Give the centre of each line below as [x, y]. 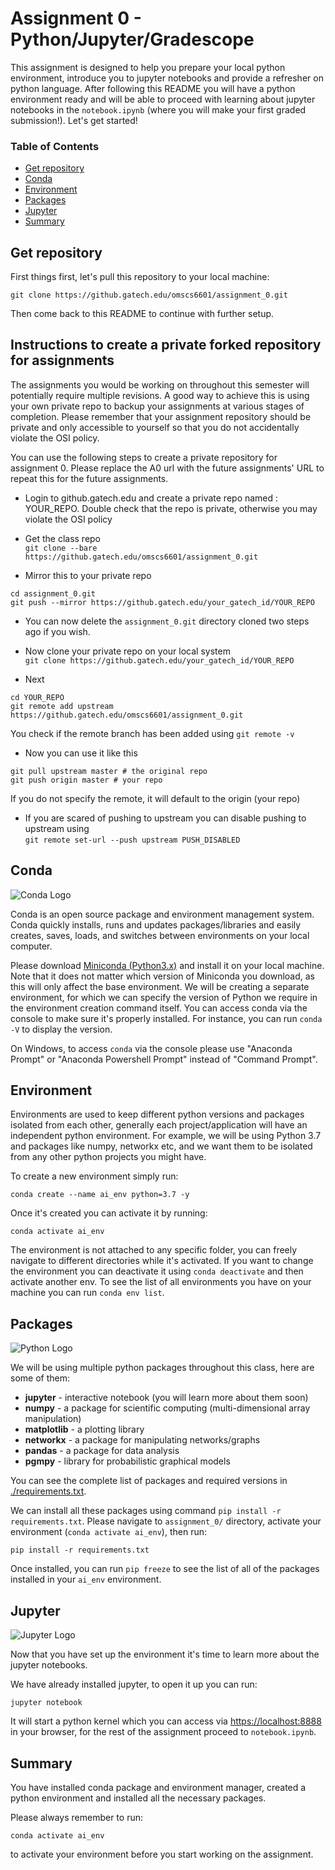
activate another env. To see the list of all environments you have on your [161, 1282]
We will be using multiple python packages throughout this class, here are [162, 1368]
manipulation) [53, 1419]
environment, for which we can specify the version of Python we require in [164, 997]
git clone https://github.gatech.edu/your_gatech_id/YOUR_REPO [159, 660]
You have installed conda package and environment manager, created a [158, 1787]
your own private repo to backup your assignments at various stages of [157, 406]
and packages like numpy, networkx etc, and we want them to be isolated [161, 1146]
